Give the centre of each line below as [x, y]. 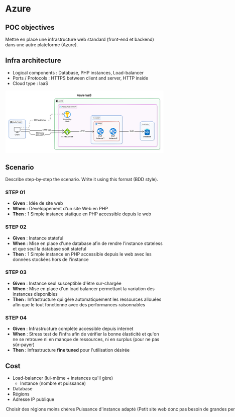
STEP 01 [16, 192]
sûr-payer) [24, 345]
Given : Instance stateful [38, 238]
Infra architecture [33, 61]
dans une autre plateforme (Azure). [42, 45]
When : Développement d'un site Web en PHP [60, 209]
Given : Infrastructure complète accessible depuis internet [73, 329]
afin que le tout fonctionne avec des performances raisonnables [79, 304]
